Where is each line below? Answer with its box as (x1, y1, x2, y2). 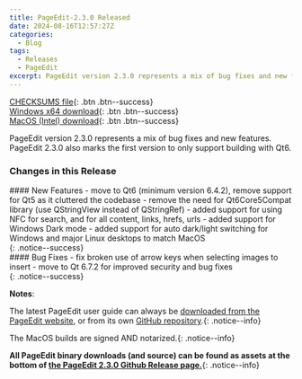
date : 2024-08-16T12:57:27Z (9, 22, 115, 31)
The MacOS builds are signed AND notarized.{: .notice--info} (9, 333, 235, 344)
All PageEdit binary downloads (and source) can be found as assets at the (9, 350, 290, 361)
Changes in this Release (9, 164, 117, 177)
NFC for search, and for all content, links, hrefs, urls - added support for (9, 214, 276, 225)
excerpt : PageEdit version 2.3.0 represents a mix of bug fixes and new (9, 72, 288, 81)
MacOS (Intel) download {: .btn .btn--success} (9, 115, 180, 126)
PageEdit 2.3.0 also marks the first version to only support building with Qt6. (9, 142, 292, 153)
